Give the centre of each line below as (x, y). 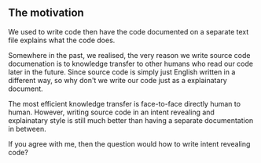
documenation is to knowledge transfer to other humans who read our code (131, 63)
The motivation (46, 13)
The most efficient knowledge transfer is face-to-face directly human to (125, 103)
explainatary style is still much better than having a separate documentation (131, 120)
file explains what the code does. (62, 40)
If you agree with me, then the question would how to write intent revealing (129, 143)
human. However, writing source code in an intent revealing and (111, 112)
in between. (27, 129)
